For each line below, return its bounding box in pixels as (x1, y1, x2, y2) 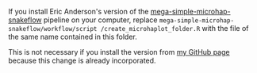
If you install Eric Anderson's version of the (8, 7, 149, 16)
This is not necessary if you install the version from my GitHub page (8, 48, 230, 56)
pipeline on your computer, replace (43, 15, 158, 25)
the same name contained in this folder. (8, 32, 137, 41)
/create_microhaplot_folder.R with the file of (100, 24, 249, 33)
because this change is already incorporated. (8, 56, 156, 65)
